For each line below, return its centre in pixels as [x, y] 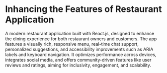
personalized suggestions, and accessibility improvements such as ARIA [79, 49]
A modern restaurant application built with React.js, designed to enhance [80, 33]
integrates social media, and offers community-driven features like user [78, 60]
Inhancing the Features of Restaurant [83, 9]
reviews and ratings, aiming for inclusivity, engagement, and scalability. [78, 65]
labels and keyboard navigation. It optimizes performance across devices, [81, 54]
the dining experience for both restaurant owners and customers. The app [81, 39]
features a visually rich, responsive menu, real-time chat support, [72, 44]
